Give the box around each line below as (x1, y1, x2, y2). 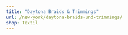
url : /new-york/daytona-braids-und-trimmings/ (6, 14, 123, 20)
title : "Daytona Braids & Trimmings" (6, 8, 99, 15)
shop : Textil (6, 20, 38, 26)
